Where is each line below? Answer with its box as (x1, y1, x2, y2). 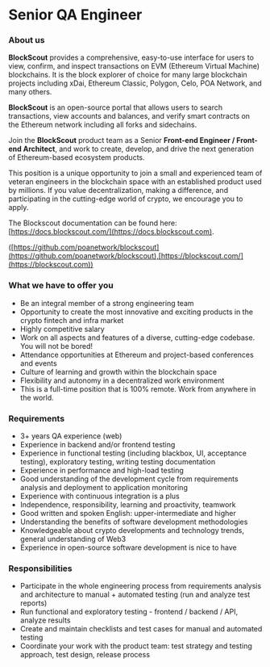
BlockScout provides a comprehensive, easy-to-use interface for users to (8, 52, 254, 62)
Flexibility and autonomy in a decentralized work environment (19, 375, 225, 385)
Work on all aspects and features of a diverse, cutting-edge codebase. (19, 333, 255, 342)
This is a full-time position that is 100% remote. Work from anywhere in (19, 384, 256, 393)
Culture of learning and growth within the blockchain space (19, 367, 218, 376)
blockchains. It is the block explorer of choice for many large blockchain (8, 70, 247, 80)
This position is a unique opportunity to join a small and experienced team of (8, 168, 263, 178)
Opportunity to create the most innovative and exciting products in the (19, 307, 254, 317)
